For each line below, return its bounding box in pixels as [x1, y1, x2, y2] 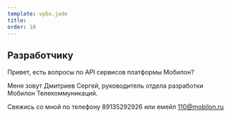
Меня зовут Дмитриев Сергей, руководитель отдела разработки [7, 81, 203, 90]
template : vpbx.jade [7, 10, 69, 18]
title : [7, 17, 27, 24]
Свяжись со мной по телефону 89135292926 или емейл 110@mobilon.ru [7, 103, 224, 111]
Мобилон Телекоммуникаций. [7, 89, 98, 98]
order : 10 [7, 23, 37, 30]
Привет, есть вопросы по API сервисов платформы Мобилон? [7, 68, 194, 77]
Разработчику [7, 49, 74, 61]
